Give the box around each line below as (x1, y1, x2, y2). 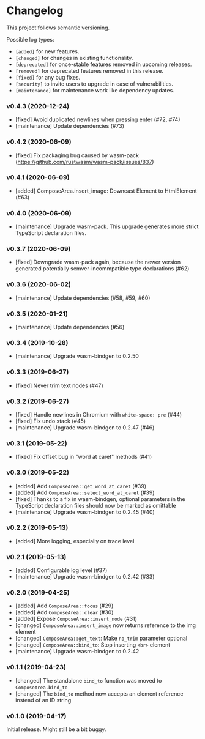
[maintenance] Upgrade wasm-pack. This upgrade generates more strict (15, 223, 199, 230)
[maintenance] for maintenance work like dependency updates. (15, 86, 174, 94)
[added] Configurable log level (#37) (15, 566, 108, 574)
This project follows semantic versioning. (6, 24, 110, 31)
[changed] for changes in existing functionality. (15, 54, 133, 61)
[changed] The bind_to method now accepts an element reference (15, 689, 184, 697)
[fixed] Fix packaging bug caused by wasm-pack (15, 151, 140, 159)
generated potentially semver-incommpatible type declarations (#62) (15, 265, 190, 272)
